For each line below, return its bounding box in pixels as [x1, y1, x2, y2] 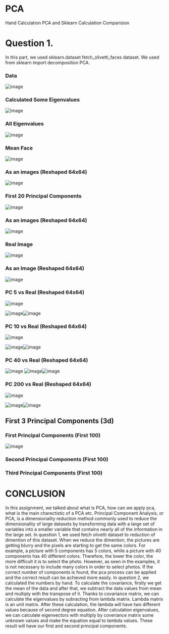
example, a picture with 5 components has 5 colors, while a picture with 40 [5, 548, 161, 554]
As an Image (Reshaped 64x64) [5, 265, 85, 272]
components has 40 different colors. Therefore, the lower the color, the [5, 553, 153, 559]
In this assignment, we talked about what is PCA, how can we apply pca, [5, 505, 156, 511]
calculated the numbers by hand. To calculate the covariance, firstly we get [5, 580, 162, 586]
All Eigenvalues [5, 120, 44, 127]
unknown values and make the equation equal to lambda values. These [5, 617, 153, 624]
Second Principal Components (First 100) [5, 456, 108, 463]
